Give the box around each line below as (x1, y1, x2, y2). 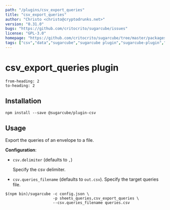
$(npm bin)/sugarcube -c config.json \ (5, 191, 90, 197)
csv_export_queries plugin (5, 62, 119, 73)
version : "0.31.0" (5, 21, 44, 27)
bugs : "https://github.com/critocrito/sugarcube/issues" (5, 26, 128, 31)
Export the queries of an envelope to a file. (5, 137, 95, 143)
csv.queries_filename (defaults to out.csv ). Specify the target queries (12, 176, 159, 182)
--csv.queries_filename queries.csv (53, 200, 130, 205)
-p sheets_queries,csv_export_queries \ (53, 196, 139, 201)
